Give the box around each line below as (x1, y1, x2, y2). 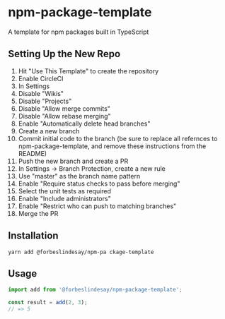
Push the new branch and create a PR (18, 157, 129, 165)
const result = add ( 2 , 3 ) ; (8, 299, 88, 306)
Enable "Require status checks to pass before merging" (18, 179, 180, 188)
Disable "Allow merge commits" (18, 104, 110, 113)
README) (18, 149, 47, 157)
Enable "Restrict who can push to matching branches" (18, 202, 177, 210)
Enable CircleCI (18, 74, 64, 83)
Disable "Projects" (18, 97, 72, 105)
